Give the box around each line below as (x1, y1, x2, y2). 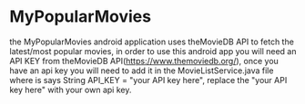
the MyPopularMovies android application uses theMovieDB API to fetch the (9, 36, 294, 47)
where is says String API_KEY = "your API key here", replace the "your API (9, 74, 288, 85)
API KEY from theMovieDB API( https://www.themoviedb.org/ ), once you (9, 55, 280, 66)
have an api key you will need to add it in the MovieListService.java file (9, 65, 274, 76)
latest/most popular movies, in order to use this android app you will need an (9, 45, 297, 56)
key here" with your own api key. (9, 84, 132, 95)
